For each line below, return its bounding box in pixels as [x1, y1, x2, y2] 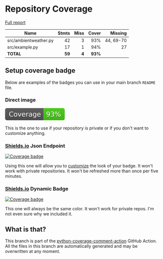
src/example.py [7, 44, 38, 50]
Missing [110, 30, 127, 36]
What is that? [5, 225, 46, 233]
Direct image [5, 96, 36, 103]
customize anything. [5, 130, 46, 136]
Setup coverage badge [5, 67, 75, 75]
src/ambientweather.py [7, 37, 54, 43]
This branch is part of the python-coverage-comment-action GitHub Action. [5, 238, 157, 244]
